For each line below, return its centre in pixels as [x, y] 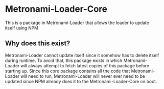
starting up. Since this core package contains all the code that [68, 71]
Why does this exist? [37, 44]
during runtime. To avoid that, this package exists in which [64, 60]
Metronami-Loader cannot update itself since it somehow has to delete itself [82, 55]
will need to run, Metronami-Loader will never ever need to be [83, 76]
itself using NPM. [22, 28]
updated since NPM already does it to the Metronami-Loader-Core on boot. [81, 81]
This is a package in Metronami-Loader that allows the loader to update [77, 23]
